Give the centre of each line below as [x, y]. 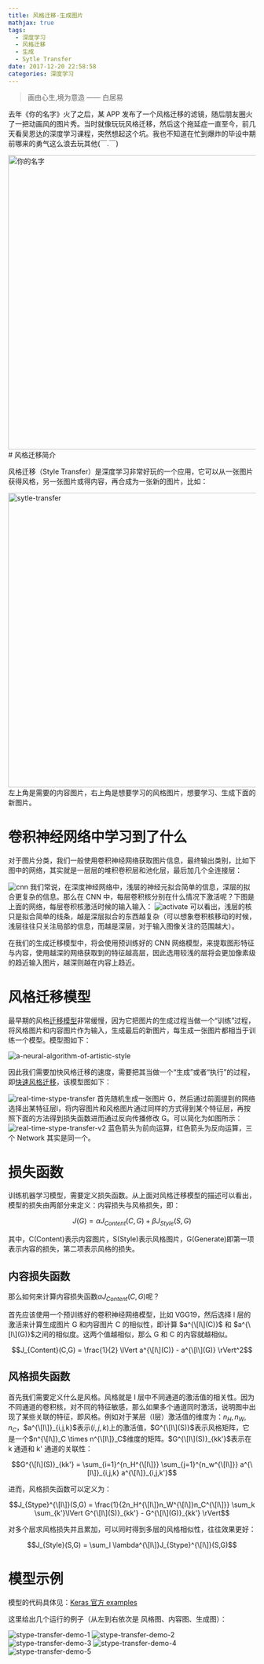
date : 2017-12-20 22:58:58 [52, 67]
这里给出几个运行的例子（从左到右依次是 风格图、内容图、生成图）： [117, 1619]
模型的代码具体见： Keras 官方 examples [73, 1603]
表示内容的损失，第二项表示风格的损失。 [73, 1249]
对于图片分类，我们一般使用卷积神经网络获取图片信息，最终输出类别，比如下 [132, 860]
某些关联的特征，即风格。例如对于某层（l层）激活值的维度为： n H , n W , [134, 1417]
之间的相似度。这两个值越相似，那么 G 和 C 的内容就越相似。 [133, 1334]
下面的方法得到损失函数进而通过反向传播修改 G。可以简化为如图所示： [128, 1118]
